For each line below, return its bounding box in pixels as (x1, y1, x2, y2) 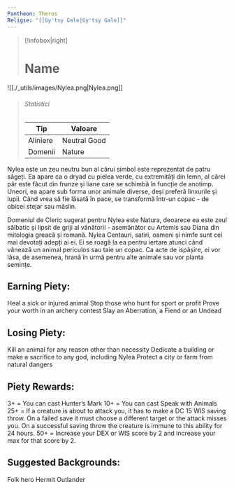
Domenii (27, 146, 56, 156)
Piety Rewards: (7, 380, 75, 392)
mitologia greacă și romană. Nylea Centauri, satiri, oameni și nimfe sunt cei (7, 230, 223, 239)
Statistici (24, 99, 50, 109)
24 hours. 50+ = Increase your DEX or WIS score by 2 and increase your (7, 429, 216, 438)
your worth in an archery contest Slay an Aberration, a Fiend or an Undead (7, 306, 222, 315)
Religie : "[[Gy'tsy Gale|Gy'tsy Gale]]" (7, 17, 127, 24)
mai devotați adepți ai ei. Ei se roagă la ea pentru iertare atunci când (7, 237, 203, 246)
